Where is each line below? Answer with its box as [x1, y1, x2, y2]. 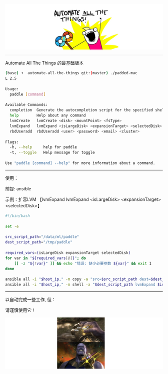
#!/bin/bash [5, 213, 30, 218]
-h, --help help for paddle [9, 145, 77, 150]
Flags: [5, 140, 19, 145]
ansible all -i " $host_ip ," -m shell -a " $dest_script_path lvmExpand [5, 282, 155, 287]
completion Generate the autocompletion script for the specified [9, 107, 153, 113]
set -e [5, 224, 19, 229]
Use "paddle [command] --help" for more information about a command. [5, 161, 155, 166]
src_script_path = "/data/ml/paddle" [5, 234, 79, 239]
